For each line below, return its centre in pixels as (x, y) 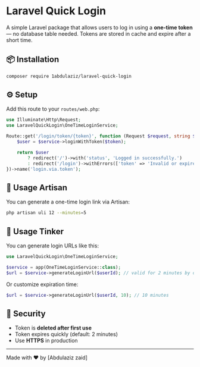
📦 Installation (33, 60)
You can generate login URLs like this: (53, 246)
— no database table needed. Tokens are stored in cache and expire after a (99, 33)
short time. (19, 40)
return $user (33, 152)
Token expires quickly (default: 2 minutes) (66, 334)
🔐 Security (26, 313)
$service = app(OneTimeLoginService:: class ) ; (63, 267)
